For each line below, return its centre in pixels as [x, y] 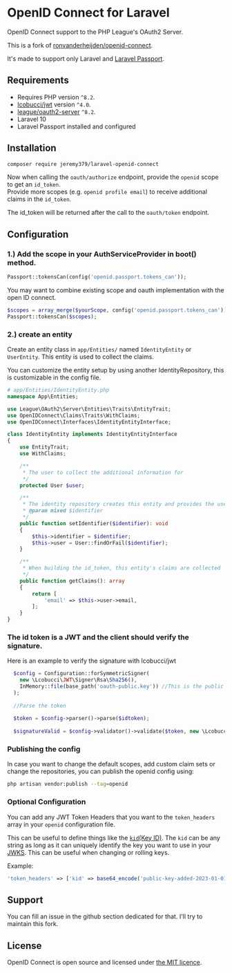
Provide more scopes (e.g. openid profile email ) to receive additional [107, 192]
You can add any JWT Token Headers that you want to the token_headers [111, 817]
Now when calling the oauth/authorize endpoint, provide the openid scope [113, 177]
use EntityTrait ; [45, 447]
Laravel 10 [32, 119]
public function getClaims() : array [72, 581]
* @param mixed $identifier [63, 511]
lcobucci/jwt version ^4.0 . [54, 104]
